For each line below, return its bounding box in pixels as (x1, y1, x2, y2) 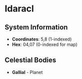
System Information (4, 23, 68, 31)
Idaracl (4, 3, 34, 14)
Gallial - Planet (11, 69, 43, 75)
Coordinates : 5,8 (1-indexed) (11, 36, 72, 42)
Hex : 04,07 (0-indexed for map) (11, 41, 78, 47)
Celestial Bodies (4, 56, 56, 64)
